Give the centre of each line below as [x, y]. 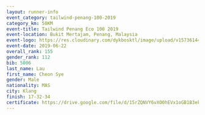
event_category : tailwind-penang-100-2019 [61, 18]
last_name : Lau [26, 68]
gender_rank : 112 [28, 57]
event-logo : [21, 40]
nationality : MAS [28, 86]
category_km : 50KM [30, 23]
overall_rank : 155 [30, 52]
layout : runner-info [33, 12]
